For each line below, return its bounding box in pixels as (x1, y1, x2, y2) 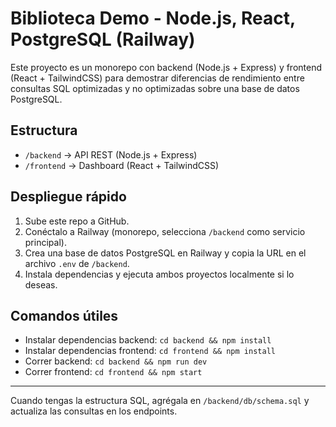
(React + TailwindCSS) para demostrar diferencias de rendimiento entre (10, 72, 305, 84)
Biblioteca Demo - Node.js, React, (10, 7, 296, 30)
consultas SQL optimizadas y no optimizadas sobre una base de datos (10, 82, 300, 94)
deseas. (24, 278, 58, 291)
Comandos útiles (10, 307, 119, 324)
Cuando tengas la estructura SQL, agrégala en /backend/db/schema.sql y (10, 395, 310, 407)
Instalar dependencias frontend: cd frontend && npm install (24, 345, 276, 357)
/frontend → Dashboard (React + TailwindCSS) (24, 159, 220, 171)
